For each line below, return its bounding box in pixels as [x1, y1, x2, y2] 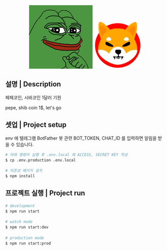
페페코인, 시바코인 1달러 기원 [5, 94, 62, 101]
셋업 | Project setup [5, 120, 67, 129]
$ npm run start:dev [5, 225, 49, 230]
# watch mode [5, 219, 33, 225]
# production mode [5, 236, 44, 241]
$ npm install [5, 174, 36, 179]
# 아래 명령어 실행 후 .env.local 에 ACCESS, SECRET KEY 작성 [5, 152, 128, 157]
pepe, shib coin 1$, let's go [5, 104, 62, 111]
